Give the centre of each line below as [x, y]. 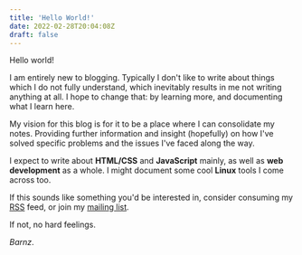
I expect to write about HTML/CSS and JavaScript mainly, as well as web [146, 161]
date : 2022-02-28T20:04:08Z [62, 26]
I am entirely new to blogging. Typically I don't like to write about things [142, 78]
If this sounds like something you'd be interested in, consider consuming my [151, 198]
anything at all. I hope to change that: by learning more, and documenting [146, 97]
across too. [30, 180]
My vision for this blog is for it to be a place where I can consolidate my [142, 124]
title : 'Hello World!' [52, 18]
